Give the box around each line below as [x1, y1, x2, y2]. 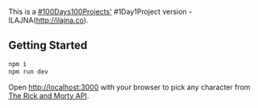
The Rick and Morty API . [8, 90, 89, 100]
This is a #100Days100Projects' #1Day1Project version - [8, 7, 193, 16]
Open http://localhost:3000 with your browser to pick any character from [8, 82, 251, 92]
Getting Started [8, 39, 88, 52]
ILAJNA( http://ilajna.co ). [8, 15, 89, 25]
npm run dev [8, 68, 48, 76]
